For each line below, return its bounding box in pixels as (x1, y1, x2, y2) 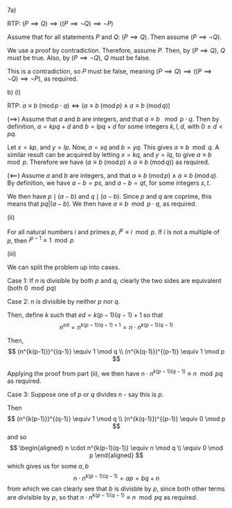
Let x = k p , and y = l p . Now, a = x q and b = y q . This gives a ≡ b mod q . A (7, 143, 220, 151)
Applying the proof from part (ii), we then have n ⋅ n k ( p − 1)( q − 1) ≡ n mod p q (7, 368, 223, 377)
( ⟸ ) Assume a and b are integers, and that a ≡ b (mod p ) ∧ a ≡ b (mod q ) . (7, 172, 218, 179)
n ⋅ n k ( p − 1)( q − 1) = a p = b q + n (73, 473, 160, 482)
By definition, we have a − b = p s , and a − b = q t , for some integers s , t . (7, 179, 211, 187)
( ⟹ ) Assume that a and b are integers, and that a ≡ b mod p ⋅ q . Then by (7, 115, 220, 123)
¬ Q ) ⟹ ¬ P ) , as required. (7, 74, 78, 83)
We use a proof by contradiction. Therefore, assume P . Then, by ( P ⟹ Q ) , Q (7, 47, 226, 54)
